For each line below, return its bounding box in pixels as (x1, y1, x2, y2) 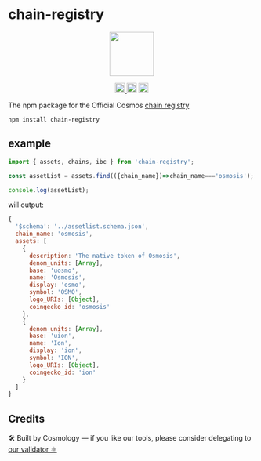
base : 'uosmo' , (28, 267, 79, 274)
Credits (8, 412, 45, 425)
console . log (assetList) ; (8, 186, 89, 194)
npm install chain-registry (8, 115, 100, 123)
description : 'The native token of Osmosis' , (28, 252, 180, 260)
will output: (8, 200, 45, 209)
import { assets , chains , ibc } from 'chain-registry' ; (8, 158, 194, 165)
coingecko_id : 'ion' (28, 368, 96, 376)
